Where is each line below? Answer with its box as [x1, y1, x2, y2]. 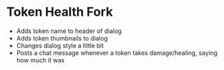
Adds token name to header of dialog [16, 27, 122, 35]
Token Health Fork [6, 4, 113, 20]
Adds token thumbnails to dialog [16, 34, 108, 42]
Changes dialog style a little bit [16, 41, 104, 49]
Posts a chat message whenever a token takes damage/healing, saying [16, 49, 218, 57]
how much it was [16, 56, 65, 64]
